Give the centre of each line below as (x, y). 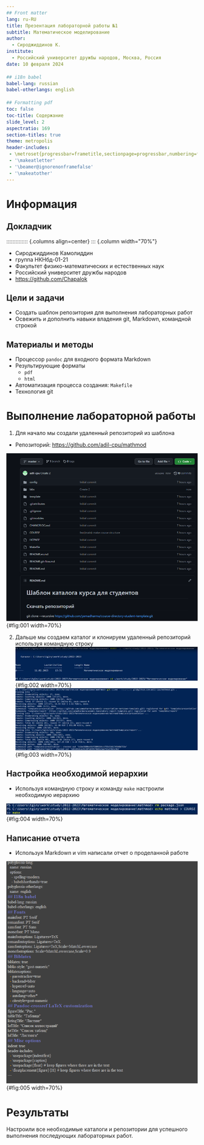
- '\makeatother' (31, 173)
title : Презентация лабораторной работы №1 (62, 26)
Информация (42, 204)
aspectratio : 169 (28, 128)
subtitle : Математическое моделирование (58, 32)
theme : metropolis (29, 141)
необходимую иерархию (47, 795)
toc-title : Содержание (35, 116)
